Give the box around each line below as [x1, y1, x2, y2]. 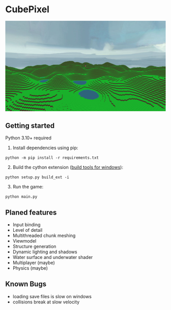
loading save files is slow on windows [12, 293, 92, 299]
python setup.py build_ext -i [5, 175, 70, 180]
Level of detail [12, 227, 43, 233]
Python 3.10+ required [5, 135, 52, 141]
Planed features [5, 208, 57, 217]
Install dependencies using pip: [12, 145, 78, 151]
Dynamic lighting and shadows [12, 249, 77, 255]
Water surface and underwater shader [12, 254, 93, 260]
